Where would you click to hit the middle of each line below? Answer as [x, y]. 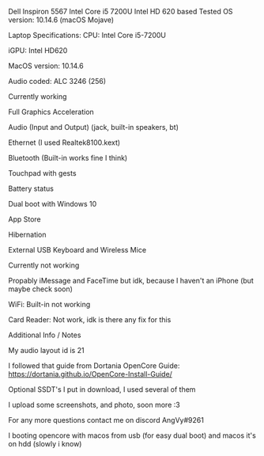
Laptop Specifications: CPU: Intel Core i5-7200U [87, 35]
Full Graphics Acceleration [51, 112]
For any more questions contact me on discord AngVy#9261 [106, 420]
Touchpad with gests [42, 173]
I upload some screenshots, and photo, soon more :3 [94, 405]
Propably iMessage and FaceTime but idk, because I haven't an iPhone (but [131, 281]
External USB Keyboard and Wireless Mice [77, 250]
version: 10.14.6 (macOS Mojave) [61, 20]
